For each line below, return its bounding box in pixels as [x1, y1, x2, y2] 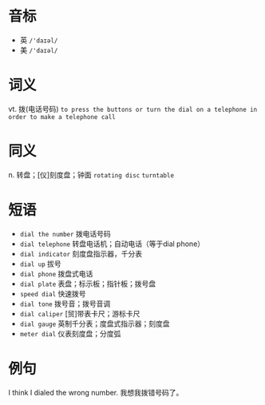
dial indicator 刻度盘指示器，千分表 [19, 248, 142, 258]
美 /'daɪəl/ [19, 45, 58, 54]
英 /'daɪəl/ [19, 35, 58, 45]
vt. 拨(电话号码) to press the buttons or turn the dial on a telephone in [8, 104, 258, 113]
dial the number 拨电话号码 [19, 228, 112, 238]
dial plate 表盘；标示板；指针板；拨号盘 [19, 279, 156, 288]
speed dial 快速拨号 [19, 288, 86, 298]
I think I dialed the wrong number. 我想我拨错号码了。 [8, 387, 184, 397]
